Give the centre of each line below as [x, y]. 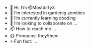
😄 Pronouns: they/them [34, 36]
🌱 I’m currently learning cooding [43, 18]
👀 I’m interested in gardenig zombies [47, 13]
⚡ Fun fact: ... [23, 41]
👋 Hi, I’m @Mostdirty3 [32, 8]
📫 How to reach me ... [33, 29]
